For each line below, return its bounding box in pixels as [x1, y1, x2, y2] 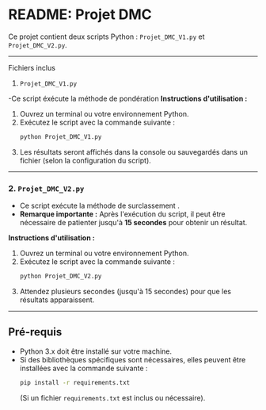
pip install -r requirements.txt [19, 378, 131, 386]
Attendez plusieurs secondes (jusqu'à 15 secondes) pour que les [19, 286, 232, 296]
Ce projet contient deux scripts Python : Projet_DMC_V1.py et [8, 32, 205, 41]
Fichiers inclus [8, 63, 55, 72]
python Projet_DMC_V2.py [19, 272, 102, 281]
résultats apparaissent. [19, 295, 95, 305]
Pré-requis [8, 325, 63, 339]
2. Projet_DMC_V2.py [8, 182, 85, 194]
